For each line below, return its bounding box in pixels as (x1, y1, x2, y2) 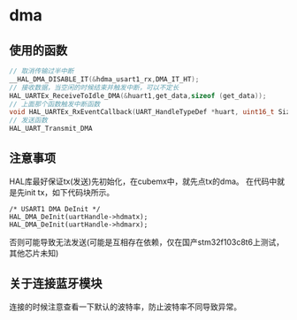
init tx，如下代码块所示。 (24, 187, 115, 197)
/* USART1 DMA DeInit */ (9, 204, 101, 213)
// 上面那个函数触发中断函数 (9, 99, 101, 109)
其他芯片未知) (9, 248, 59, 258)
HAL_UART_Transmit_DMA (9, 125, 93, 133)
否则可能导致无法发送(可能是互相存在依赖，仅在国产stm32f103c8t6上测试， (9, 236, 285, 248)
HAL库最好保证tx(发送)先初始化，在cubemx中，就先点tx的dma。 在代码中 (9, 176, 278, 187)
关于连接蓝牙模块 (9, 276, 103, 292)
